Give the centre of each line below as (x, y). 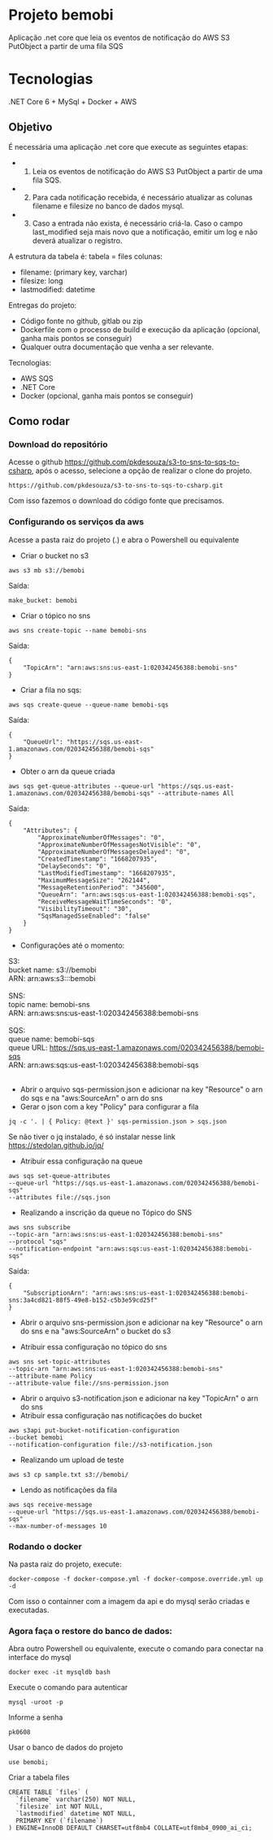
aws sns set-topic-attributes (60, 1361)
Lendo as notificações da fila (69, 1490)
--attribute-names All (195, 793)
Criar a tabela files (39, 1777)
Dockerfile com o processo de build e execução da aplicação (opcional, (140, 329)
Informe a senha (36, 1717)
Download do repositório (58, 444)
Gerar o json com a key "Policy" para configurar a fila (109, 1106)
